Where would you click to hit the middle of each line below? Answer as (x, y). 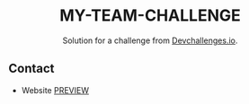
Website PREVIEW (55, 90)
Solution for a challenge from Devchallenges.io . (150, 40)
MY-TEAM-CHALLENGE (150, 16)
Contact (31, 69)
